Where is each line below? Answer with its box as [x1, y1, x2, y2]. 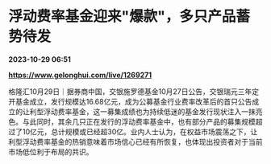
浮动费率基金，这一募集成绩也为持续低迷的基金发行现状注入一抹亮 [43, 106, 263, 117]
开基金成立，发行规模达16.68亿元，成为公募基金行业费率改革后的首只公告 [8, 96, 252, 106]
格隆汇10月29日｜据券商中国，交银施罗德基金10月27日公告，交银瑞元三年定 [8, 86, 260, 96]
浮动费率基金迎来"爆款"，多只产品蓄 [8, 7, 250, 26]
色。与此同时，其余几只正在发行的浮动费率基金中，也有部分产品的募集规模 [8, 117, 256, 126]
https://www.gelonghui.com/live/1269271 [8, 70, 152, 80]
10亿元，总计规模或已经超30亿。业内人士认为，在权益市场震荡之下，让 [22, 126, 258, 137]
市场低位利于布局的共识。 [8, 146, 94, 157]
